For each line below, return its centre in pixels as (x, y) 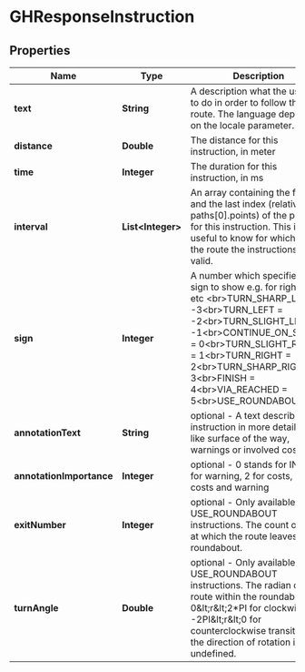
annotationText (48, 433)
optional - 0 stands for (239, 464)
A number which (225, 275)
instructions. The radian (241, 585)
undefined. (213, 653)
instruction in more (230, 427)
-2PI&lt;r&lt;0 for (226, 619)
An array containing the (240, 193)
